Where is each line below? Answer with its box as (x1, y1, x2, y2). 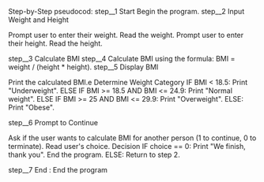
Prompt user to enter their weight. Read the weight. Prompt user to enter (8, 31, 244, 39)
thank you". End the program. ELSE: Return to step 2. (8, 150, 180, 159)
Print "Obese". (8, 102, 55, 112)
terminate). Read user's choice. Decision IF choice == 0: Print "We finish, (8, 142, 247, 150)
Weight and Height (8, 15, 70, 24)
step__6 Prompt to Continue (8, 118, 99, 127)
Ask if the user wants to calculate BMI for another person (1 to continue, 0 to (8, 133, 257, 143)
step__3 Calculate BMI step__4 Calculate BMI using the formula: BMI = (8, 54, 236, 63)
